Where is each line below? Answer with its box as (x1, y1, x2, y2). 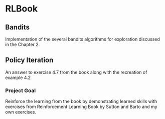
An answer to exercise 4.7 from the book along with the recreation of (5, 69, 147, 75)
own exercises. (5, 109, 37, 115)
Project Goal (5, 87, 36, 94)
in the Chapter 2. (5, 41, 40, 47)
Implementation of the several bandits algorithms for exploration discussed (5, 36, 160, 42)
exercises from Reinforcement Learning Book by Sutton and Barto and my (5, 103, 157, 110)
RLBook (5, 3, 38, 14)
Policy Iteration (5, 56, 54, 64)
